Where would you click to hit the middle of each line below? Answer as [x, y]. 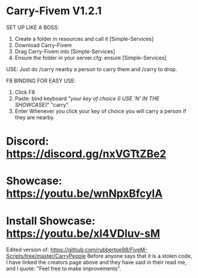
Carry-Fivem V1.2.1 [54, 11]
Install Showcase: [51, 221]
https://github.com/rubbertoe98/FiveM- [99, 250]
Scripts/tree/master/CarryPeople [46, 256]
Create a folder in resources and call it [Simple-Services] [84, 39]
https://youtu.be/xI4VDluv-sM [83, 233]
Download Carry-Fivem [43, 45]
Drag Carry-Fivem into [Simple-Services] [65, 51]
